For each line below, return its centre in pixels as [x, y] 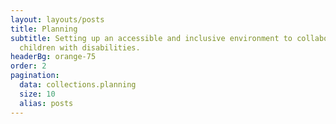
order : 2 [28, 66]
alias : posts [46, 103]
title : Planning [44, 29]
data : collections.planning [78, 85]
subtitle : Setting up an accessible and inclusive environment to [151, 38]
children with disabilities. [80, 47]
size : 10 [37, 94]
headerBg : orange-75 [53, 57]
